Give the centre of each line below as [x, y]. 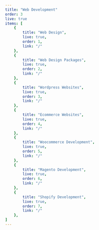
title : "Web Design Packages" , [54, 60]
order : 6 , [32, 179]
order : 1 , [32, 42]
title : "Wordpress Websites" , [53, 87]
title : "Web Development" [31, 10]
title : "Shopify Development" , [54, 197]
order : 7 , [32, 206]
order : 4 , [32, 124]
